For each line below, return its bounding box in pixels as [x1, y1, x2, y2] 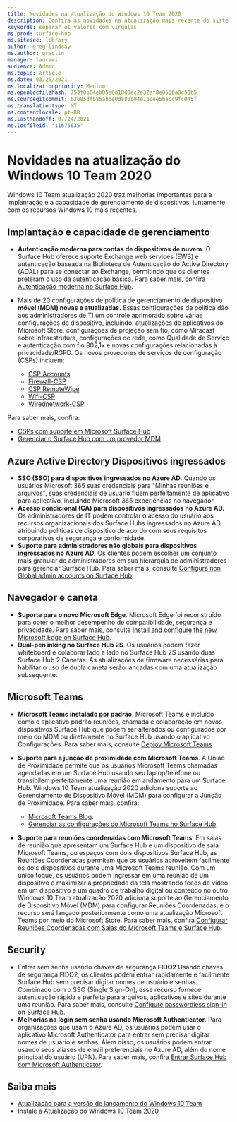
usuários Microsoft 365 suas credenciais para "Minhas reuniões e [17, 482, 209, 490]
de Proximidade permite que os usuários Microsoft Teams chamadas [17, 760, 217, 770]
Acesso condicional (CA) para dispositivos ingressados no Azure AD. [17, 504, 225, 513]
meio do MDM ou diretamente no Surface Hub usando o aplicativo [17, 732, 210, 741]
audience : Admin [7, 63, 55, 70]
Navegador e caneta [7, 592, 99, 604]
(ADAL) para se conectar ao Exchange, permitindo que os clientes [17, 268, 210, 276]
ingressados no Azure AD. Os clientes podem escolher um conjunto [17, 549, 217, 558]
